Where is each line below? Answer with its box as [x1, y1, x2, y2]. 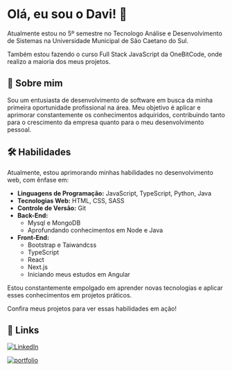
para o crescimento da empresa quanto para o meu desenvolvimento [7, 118, 204, 126]
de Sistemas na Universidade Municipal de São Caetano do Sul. [7, 36, 189, 44]
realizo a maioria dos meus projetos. [7, 57, 111, 65]
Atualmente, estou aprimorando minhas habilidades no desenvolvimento [7, 168, 213, 176]
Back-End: [17, 211, 48, 219]
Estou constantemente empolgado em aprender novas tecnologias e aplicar [7, 284, 224, 292]
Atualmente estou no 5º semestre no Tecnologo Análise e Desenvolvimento [7, 29, 223, 37]
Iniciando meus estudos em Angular [27, 270, 130, 278]
